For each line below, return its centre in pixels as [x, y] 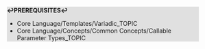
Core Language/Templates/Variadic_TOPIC [77, 23]
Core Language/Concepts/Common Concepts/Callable [94, 31]
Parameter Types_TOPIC [51, 38]
